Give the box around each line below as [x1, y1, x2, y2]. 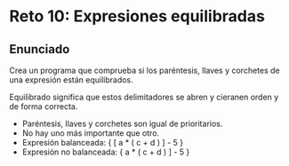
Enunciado [9, 42, 70, 57]
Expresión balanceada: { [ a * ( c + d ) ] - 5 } [21, 138, 184, 147]
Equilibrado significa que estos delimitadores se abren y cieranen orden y [9, 91, 279, 102]
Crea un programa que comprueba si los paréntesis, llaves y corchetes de [9, 65, 280, 75]
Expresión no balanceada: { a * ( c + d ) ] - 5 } [21, 146, 190, 157]
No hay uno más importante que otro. [21, 128, 160, 138]
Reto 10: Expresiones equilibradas [9, 6, 265, 27]
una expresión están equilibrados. [9, 75, 133, 85]
